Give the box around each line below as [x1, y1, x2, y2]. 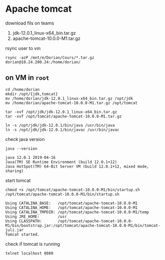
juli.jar [5, 227, 24, 232]
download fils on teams [5, 20, 54, 26]
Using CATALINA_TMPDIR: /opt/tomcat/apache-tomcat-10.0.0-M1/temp [5, 209, 149, 215]
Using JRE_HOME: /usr [5, 214, 67, 219]
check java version [5, 136, 45, 142]
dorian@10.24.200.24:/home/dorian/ [5, 59, 81, 64]
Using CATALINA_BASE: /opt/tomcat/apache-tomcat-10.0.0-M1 [5, 200, 138, 206]
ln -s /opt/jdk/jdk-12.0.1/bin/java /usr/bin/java [5, 123, 115, 128]
